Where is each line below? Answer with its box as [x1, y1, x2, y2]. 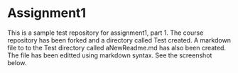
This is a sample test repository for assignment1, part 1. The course [7, 28, 204, 37]
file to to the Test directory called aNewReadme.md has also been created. [7, 43, 226, 52]
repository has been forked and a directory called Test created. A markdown [7, 35, 231, 44]
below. [7, 58, 27, 67]
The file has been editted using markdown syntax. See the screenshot [7, 51, 212, 60]
